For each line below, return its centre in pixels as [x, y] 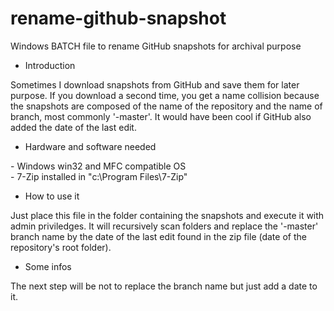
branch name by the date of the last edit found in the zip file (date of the [158, 236]
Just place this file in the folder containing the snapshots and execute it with [167, 215]
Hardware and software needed [90, 146]
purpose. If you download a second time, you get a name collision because [165, 95]
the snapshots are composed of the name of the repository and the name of [166, 106]
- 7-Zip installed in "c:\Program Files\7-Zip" [99, 176]
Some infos [48, 266]
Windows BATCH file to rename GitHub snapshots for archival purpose [156, 46]
